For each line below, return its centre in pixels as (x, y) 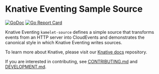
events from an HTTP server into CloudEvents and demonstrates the (75, 37)
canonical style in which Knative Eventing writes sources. (64, 42)
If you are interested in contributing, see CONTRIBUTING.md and (71, 61)
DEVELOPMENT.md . (26, 67)
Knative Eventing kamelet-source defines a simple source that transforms (80, 32)
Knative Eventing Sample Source (74, 9)
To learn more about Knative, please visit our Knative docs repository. (76, 52)
